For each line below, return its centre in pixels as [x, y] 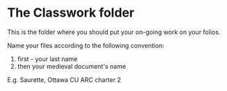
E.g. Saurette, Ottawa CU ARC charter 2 [64, 80]
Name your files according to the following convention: [86, 45]
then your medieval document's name [72, 66]
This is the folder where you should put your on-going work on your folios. [114, 32]
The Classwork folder [71, 13]
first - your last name [47, 59]
